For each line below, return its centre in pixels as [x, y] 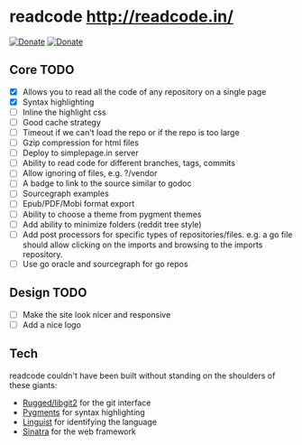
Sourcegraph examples [66, 194]
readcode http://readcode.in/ [122, 17]
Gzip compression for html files [81, 143]
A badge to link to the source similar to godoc [107, 183]
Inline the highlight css [64, 112]
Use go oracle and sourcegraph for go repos [105, 264]
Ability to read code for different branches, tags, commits [129, 163]
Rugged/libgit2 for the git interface [87, 403]
